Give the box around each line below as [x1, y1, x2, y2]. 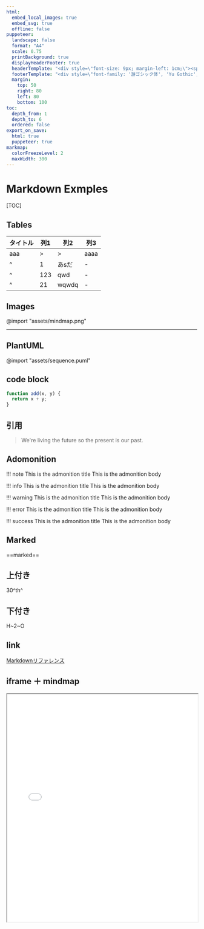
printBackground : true [12, 54, 69, 60]
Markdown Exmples [6, 182, 108, 196]
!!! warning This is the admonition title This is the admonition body [6, 493, 171, 501]
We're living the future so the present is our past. [21, 437, 143, 444]
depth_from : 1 [12, 111, 47, 117]
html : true [12, 133, 39, 140]
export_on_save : [6, 128, 47, 134]
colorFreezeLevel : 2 [12, 150, 64, 156]
